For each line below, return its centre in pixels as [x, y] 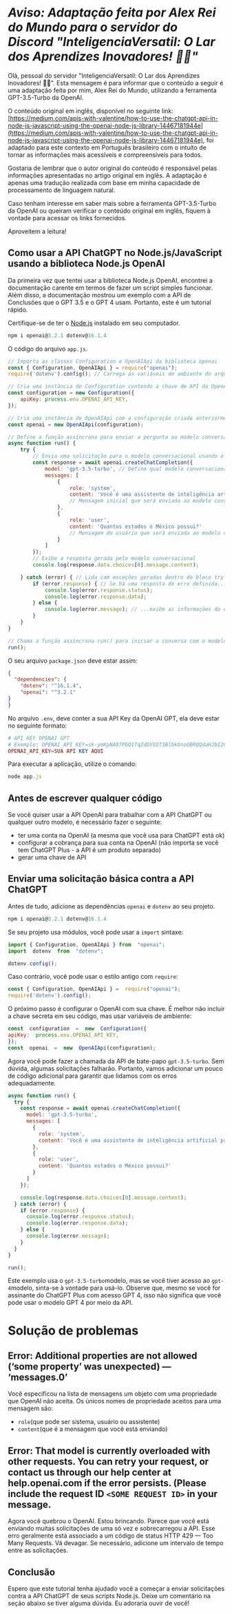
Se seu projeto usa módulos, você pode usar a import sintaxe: [96, 932]
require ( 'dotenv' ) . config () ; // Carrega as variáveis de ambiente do [110, 374]
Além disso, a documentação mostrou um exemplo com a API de [99, 295]
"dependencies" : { [41, 679]
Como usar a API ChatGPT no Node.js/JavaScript [115, 253]
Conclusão [32, 1572]
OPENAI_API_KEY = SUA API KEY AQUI [56, 751]
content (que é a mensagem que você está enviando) [93, 1429]
